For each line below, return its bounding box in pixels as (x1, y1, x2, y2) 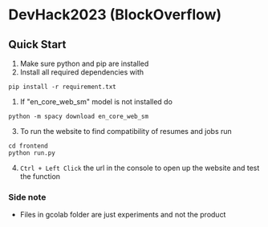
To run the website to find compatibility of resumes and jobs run (19, 127, 233, 136)
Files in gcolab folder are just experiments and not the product (19, 210, 226, 220)
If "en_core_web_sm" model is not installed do (19, 97, 173, 106)
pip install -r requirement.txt (8, 83, 116, 91)
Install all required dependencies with (19, 67, 144, 77)
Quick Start (8, 38, 67, 51)
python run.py (8, 149, 56, 157)
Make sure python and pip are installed (19, 59, 149, 68)
